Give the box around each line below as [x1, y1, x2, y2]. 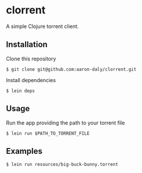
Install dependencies [6, 76, 56, 83]
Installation [6, 40, 48, 50]
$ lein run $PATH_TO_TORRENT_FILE [6, 130, 90, 136]
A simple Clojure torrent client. [6, 23, 79, 30]
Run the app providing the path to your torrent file [6, 119, 125, 126]
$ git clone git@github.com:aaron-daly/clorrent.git [6, 66, 137, 72]
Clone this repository [6, 55, 56, 62]
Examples [6, 146, 42, 156]
